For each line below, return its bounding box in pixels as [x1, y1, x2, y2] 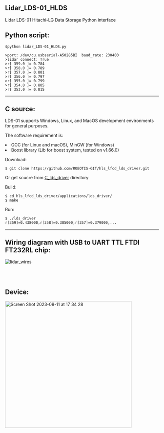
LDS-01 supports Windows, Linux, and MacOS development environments [5, 118, 154, 124]
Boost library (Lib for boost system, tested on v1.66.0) [11, 147, 120, 153]
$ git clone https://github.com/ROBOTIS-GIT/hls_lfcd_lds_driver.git [5, 166, 150, 171]
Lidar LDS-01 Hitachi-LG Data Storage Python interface [5, 17, 116, 23]
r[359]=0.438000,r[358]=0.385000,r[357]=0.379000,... [5, 220, 117, 225]
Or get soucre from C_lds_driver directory [5, 175, 89, 181]
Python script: [5, 31, 50, 40]
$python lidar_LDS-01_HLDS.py [5, 44, 67, 49]
